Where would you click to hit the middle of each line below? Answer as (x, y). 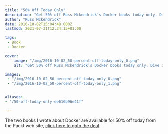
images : (13, 74)
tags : (11, 38)
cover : (12, 56)
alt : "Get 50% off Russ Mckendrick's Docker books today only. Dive (87, 65)
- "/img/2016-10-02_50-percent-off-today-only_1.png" (64, 84)
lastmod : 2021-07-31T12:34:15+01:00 (43, 29)
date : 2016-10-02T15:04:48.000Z (39, 24)
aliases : (14, 97)
